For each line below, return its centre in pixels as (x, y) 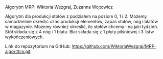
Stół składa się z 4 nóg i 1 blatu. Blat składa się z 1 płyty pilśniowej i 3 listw (80, 32)
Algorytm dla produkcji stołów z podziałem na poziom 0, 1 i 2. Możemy (76, 16)
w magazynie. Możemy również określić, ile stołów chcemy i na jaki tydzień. (81, 27)
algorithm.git (18, 51)
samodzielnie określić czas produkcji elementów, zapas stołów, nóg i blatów (81, 22)
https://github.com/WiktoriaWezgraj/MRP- (114, 46)
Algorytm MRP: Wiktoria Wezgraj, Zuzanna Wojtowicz (59, 7)
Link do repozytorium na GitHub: (38, 46)
